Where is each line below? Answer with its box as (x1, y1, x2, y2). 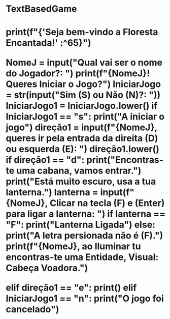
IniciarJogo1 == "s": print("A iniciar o (6, 111, 164, 123)
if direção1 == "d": (6, 154, 85, 166)
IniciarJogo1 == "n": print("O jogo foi (6, 293, 164, 304)
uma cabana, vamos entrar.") (16, 165, 142, 177)
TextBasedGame (6, 3, 77, 15)
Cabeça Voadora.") (6, 263, 88, 274)
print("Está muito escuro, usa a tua (6, 176, 156, 187)
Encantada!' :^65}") (6, 37, 91, 49)
